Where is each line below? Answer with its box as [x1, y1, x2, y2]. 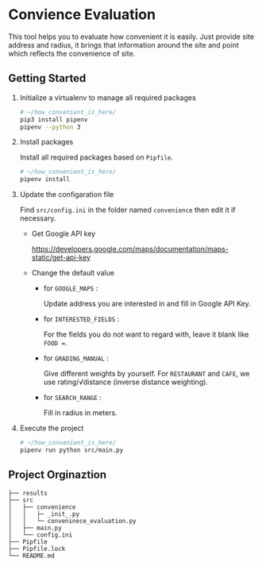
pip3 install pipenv [19, 115, 88, 124]
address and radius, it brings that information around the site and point [8, 40, 240, 49]
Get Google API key [31, 229, 96, 239]
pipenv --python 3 [19, 123, 81, 131]
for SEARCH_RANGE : [43, 393, 102, 402]
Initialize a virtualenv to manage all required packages [19, 93, 196, 102]
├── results [8, 489, 48, 497]
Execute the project [19, 423, 84, 433]
